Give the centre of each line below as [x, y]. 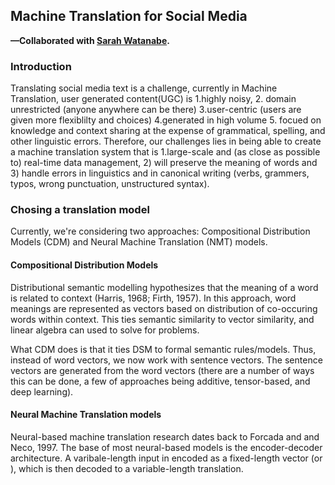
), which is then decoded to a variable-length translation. [127, 468]
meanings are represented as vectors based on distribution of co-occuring [164, 308]
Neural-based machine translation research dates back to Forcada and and [165, 436]
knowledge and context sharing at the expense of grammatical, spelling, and [168, 131]
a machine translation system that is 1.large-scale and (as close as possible [165, 152]
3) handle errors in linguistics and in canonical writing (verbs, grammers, [160, 173]
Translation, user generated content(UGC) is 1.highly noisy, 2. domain [153, 99]
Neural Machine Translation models [86, 415]
